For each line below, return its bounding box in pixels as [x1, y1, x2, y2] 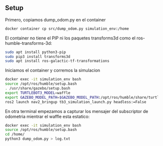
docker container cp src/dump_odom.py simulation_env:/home [5, 26, 130, 31]
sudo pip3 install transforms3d [5, 54, 70, 59]
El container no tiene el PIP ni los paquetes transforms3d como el [5, 35, 136, 41]
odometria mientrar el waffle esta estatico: [5, 113, 90, 119]
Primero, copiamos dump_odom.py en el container [5, 17, 106, 22]
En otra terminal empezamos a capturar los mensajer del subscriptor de [5, 108, 148, 114]
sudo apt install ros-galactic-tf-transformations [5, 58, 110, 64]
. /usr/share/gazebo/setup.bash [5, 86, 70, 91]
